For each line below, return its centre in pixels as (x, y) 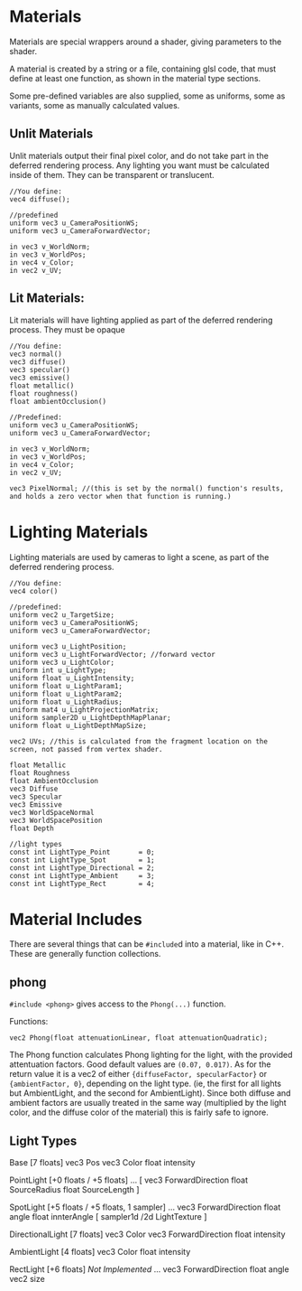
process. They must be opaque (68, 329)
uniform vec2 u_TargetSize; (62, 615)
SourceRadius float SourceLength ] (74, 1190)
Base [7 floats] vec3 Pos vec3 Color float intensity (102, 1163)
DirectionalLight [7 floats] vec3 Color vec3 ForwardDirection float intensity (147, 1234)
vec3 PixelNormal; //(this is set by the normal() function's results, (146, 488)
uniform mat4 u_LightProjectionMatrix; (84, 710)
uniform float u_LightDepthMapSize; (78, 725)
